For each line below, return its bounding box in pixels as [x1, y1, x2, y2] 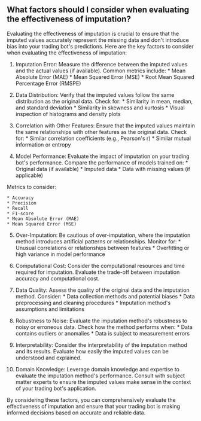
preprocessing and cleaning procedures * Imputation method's [15, 299, 171, 306]
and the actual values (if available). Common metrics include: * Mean [15, 67, 186, 74]
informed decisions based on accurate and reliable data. [7, 409, 146, 416]
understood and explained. [15, 354, 82, 361]
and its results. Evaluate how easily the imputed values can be [15, 347, 169, 355]
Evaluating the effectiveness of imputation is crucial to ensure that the [7, 30, 179, 37]
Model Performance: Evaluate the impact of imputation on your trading [15, 152, 190, 160]
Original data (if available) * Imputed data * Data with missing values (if [15, 165, 191, 172]
